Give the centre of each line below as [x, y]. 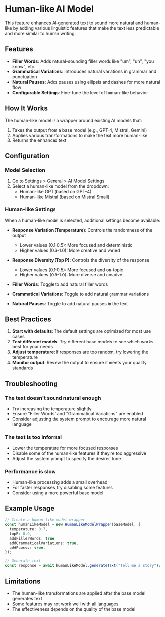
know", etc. [24, 66]
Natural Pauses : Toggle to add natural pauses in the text [70, 303]
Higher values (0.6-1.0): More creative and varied [70, 250]
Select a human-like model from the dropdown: [60, 186]
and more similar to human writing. [41, 33]
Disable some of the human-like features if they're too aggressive [79, 453]
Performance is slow [30, 472]
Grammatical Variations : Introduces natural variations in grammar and [84, 71]
